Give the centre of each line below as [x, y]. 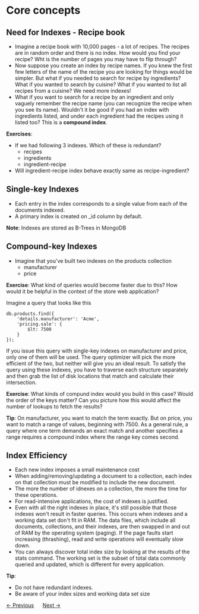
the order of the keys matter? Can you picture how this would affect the [94, 400]
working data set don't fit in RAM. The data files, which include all [95, 520]
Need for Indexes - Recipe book [66, 32]
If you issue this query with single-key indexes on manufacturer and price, [97, 351]
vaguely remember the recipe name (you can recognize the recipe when [103, 103]
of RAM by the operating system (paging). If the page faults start [94, 533]
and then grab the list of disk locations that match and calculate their [90, 376]
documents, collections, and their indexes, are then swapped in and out [102, 527]
